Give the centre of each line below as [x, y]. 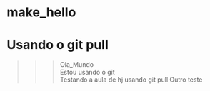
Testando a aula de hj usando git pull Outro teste [131, 80]
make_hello [41, 12]
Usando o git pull [57, 45]
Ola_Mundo [77, 65]
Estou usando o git [87, 73]
